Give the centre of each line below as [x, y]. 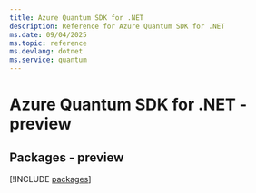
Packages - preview [67, 157]
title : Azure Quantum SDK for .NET [77, 18]
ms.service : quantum [49, 60]
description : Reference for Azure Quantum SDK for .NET [117, 26]
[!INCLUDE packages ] [50, 179]
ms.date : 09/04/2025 [49, 34]
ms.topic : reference [49, 43]
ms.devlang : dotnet [46, 52]
